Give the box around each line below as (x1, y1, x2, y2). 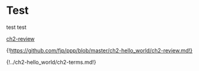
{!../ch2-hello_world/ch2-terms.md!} (6, 58, 96, 66)
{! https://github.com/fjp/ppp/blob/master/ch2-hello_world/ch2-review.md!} (6, 46, 193, 54)
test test (6, 23, 27, 31)
